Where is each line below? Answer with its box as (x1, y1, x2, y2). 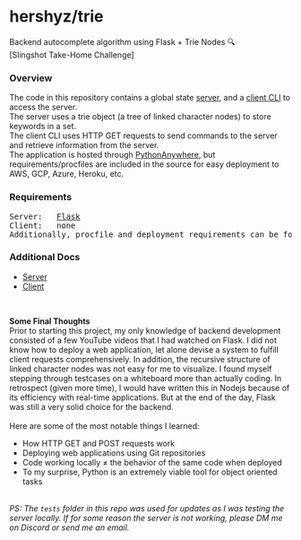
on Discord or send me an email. (9, 522, 130, 533)
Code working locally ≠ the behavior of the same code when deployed (21, 457, 282, 467)
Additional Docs (9, 251, 81, 264)
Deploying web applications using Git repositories (21, 447, 206, 458)
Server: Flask (9, 211, 81, 222)
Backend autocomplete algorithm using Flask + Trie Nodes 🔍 (9, 36, 236, 47)
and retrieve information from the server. (9, 140, 159, 151)
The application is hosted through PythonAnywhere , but (9, 150, 216, 161)
